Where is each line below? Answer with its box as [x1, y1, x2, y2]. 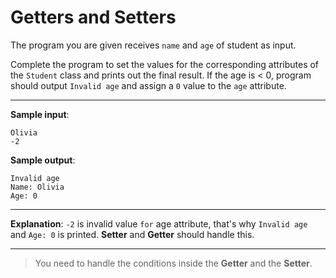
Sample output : [10, 154, 76, 166]
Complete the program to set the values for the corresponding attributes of [10, 58, 320, 70]
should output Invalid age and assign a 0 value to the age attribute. [10, 79, 287, 91]
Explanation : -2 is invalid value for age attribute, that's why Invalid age [10, 217, 308, 230]
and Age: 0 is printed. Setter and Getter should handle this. [10, 228, 255, 240]
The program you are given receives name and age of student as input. [10, 39, 297, 51]
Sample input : [10, 108, 70, 120]
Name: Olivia [10, 182, 65, 192]
